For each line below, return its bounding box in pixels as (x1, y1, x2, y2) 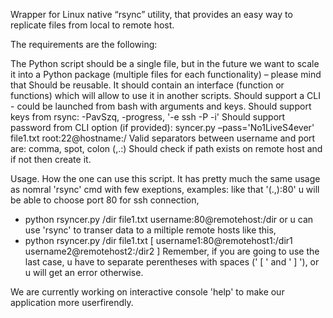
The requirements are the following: (10, 39, 158, 50)
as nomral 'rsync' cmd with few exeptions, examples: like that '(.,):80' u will (10, 184, 320, 195)
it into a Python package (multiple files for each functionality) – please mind (10, 69, 322, 80)
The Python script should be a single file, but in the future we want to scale (10, 58, 320, 69)
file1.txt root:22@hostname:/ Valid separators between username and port (10, 132, 316, 144)
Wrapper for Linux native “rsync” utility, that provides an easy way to (10, 9, 293, 20)
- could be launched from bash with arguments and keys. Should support (10, 100, 312, 112)
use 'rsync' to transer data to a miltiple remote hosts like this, (24, 224, 277, 236)
